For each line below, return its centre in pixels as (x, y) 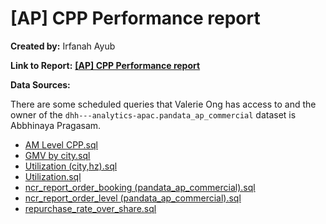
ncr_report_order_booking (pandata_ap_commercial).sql (140, 187)
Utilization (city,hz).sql (71, 166)
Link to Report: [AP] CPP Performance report (105, 65)
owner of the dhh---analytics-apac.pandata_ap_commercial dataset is (153, 114)
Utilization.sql (53, 176)
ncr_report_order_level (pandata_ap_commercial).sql (133, 198)
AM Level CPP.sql (61, 144)
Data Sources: (40, 84)
